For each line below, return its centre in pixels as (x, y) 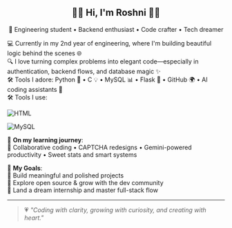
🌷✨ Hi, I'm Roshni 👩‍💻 (116, 13)
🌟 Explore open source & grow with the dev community (85, 182)
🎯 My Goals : (25, 168)
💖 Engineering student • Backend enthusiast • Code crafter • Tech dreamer (116, 29)
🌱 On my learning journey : (45, 140)
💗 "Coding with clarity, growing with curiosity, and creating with (115, 210)
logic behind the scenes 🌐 (45, 53)
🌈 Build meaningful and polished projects (66, 175)
